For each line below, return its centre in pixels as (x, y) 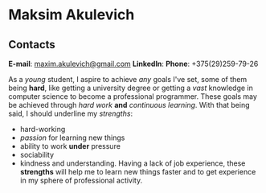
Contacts (32, 45)
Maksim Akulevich (72, 15)
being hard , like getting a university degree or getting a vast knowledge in (131, 88)
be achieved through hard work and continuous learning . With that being (129, 105)
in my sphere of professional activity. (81, 180)
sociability (37, 155)
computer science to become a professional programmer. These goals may (133, 96)
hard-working (43, 129)
